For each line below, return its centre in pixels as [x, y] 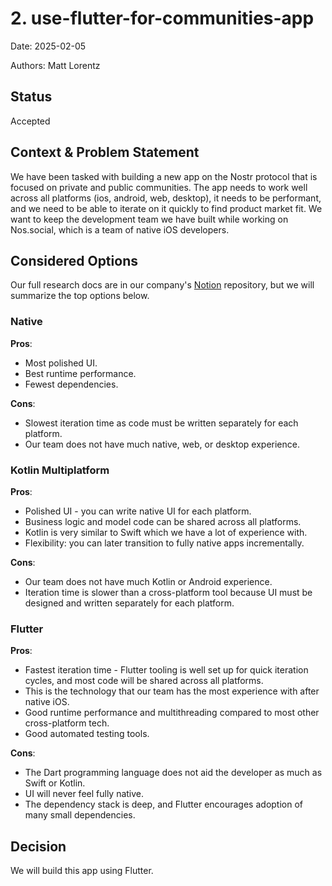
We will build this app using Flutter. [82, 871]
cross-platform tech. [67, 723]
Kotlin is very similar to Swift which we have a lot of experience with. [166, 532]
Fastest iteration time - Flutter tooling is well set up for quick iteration [166, 670]
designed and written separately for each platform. [129, 603]
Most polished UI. [61, 363]
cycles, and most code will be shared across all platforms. [144, 681]
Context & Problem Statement [105, 152]
